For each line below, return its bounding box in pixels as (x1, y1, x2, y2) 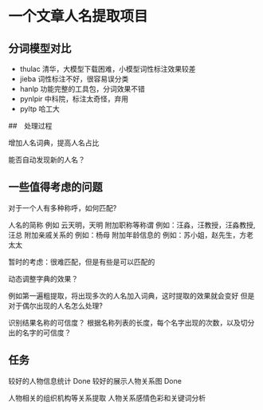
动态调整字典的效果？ (8, 274, 78, 283)
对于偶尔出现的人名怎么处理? (8, 301, 104, 310)
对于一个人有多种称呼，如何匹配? (8, 203, 117, 212)
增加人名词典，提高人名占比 (8, 138, 100, 148)
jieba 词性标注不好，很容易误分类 (19, 74, 129, 84)
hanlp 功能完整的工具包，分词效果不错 (19, 85, 146, 93)
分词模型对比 (8, 41, 72, 55)
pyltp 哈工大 (19, 104, 60, 113)
